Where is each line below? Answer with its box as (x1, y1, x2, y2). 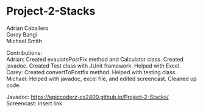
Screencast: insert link (6, 99, 63, 107)
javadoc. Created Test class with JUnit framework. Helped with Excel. (6, 62, 181, 69)
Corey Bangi (6, 30, 38, 38)
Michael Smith (6, 37, 43, 44)
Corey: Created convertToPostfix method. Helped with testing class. (6, 68, 177, 75)
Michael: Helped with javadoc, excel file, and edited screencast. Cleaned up (6, 75, 197, 82)
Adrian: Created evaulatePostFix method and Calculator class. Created (6, 55, 184, 63)
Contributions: (6, 49, 43, 56)
